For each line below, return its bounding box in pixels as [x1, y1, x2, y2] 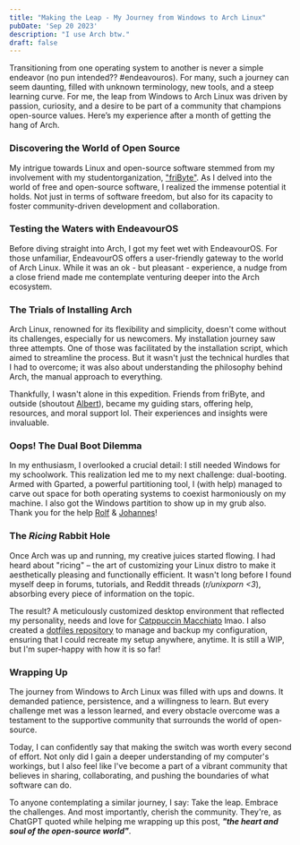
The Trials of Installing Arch [9, 303, 133, 316]
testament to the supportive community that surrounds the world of [9, 715, 258, 726]
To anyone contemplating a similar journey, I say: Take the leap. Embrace [9, 798, 279, 808]
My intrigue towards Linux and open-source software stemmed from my [9, 162, 276, 173]
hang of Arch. [9, 120, 60, 131]
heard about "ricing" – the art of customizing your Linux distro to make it [9, 559, 276, 570]
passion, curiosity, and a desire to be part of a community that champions [9, 100, 282, 112]
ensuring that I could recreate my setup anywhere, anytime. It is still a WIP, [9, 634, 285, 644]
